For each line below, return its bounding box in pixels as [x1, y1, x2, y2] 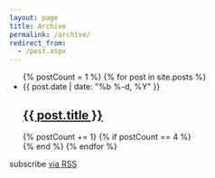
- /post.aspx [17, 47, 67, 56]
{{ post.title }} [22, 108, 104, 123]
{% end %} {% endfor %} [22, 141, 117, 152]
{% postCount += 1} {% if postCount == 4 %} [22, 131, 192, 142]
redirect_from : [9, 38, 67, 48]
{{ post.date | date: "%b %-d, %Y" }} [22, 81, 161, 92]
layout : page [9, 13, 59, 23]
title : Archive [9, 22, 67, 31]
